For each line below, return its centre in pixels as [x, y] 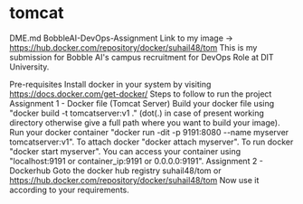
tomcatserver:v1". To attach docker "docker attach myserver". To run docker [151, 142]
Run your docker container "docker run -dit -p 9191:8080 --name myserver [149, 132]
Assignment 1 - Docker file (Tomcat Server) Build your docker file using [142, 103]
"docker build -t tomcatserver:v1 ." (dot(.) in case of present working [137, 113]
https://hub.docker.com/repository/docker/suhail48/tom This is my [133, 47]
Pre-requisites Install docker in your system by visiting [110, 84]
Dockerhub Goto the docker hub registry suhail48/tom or [115, 171]
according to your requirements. [69, 190]
